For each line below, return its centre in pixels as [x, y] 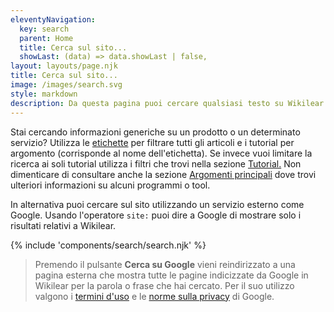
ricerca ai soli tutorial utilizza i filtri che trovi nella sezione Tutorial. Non [156, 163]
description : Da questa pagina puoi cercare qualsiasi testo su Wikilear [167, 103]
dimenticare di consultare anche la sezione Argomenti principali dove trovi [163, 174]
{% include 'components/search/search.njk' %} [108, 245]
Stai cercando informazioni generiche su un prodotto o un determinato [155, 132]
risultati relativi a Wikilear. [63, 225]
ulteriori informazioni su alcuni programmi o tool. [110, 185]
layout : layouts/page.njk [64, 66]
